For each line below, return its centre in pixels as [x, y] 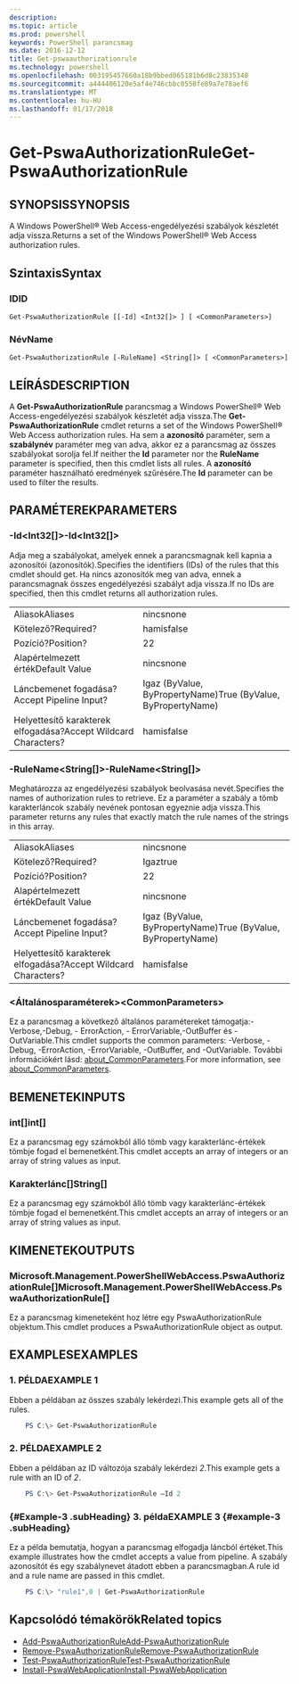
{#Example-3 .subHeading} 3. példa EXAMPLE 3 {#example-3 [145, 1516]
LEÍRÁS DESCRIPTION [70, 385]
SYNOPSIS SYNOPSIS [70, 205]
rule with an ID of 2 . [45, 1477]
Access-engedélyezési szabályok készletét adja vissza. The [118, 417]
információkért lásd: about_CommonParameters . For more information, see [145, 1060]
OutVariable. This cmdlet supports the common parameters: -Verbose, [137, 1041]
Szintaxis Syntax [56, 273]
